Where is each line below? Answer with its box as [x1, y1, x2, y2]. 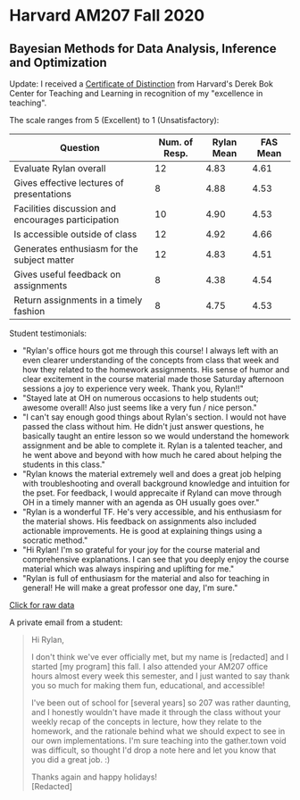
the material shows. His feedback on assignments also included [21, 516, 257, 527]
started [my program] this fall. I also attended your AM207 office [30, 662, 269, 671]
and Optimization [9, 54, 107, 70]
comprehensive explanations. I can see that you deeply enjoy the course [21, 554, 289, 564]
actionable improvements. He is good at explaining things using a [21, 526, 262, 536]
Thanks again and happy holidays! [30, 771, 158, 782]
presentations [13, 188, 72, 200]
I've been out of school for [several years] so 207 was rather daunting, [30, 697, 292, 708]
